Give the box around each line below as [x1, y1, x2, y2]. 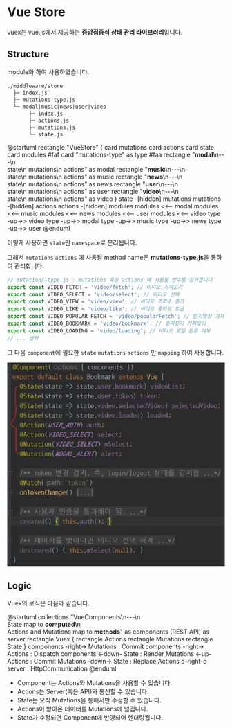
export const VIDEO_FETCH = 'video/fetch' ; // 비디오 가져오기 [7, 283, 183, 291]
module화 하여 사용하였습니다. [7, 67, 90, 76]
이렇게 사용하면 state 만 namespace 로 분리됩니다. [7, 238, 137, 247]
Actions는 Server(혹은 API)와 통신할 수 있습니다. [17, 687, 149, 695]
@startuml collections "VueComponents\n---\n [7, 612, 141, 621]
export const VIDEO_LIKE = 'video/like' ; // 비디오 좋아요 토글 [7, 305, 184, 312]
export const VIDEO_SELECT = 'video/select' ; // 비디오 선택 [7, 291, 180, 298]
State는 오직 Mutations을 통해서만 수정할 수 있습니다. [17, 695, 162, 704]
